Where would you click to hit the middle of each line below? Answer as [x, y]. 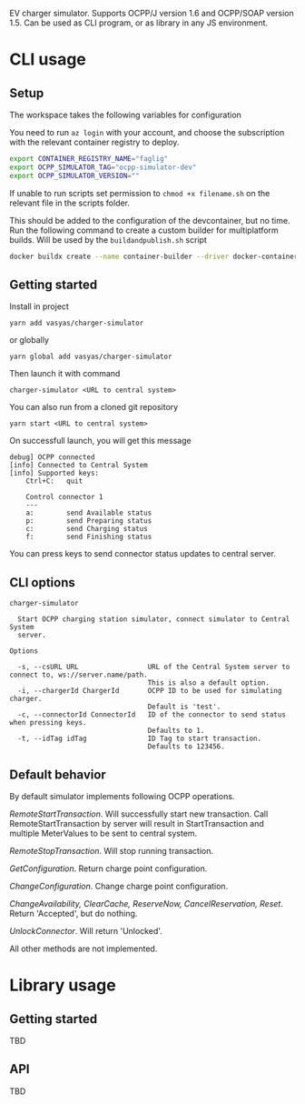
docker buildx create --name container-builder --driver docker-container [154, 256]
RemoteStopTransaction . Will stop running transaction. [111, 850]
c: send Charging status [87, 529]
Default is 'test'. [184, 707]
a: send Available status [89, 513]
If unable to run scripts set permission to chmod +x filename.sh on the [140, 193]
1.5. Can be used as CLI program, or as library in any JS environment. [139, 23]
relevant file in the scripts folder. [69, 203]
